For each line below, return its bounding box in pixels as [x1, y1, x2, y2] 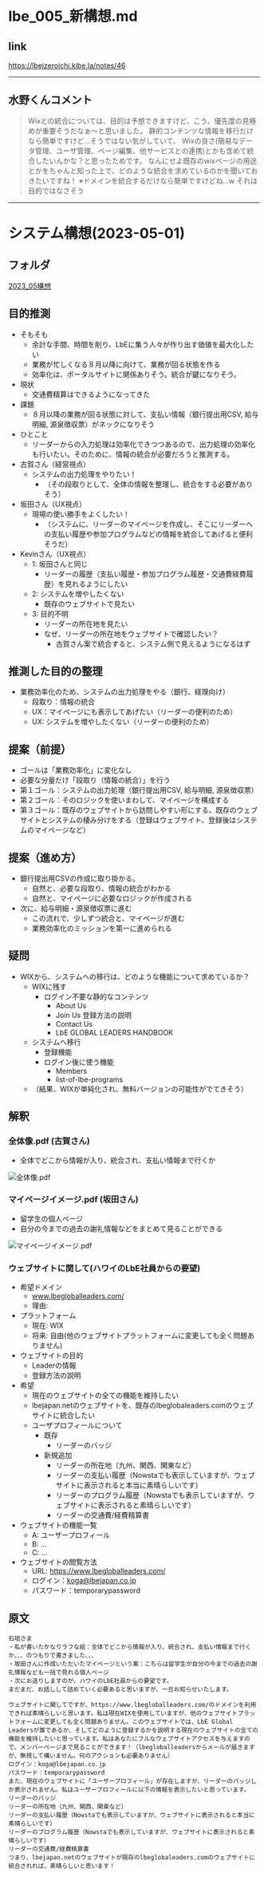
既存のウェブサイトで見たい [43, 599, 136, 608]
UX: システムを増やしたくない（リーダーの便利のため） [31, 717, 214, 727]
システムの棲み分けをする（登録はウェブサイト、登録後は [47, 815, 237, 825]
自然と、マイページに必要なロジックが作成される [31, 893, 193, 903]
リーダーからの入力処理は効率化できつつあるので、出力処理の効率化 [31, 439, 256, 449]
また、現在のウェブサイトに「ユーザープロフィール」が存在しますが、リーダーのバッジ [8, 1777, 251, 1785]
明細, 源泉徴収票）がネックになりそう [31, 419, 156, 429]
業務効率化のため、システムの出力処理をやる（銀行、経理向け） [19, 687, 230, 697]
